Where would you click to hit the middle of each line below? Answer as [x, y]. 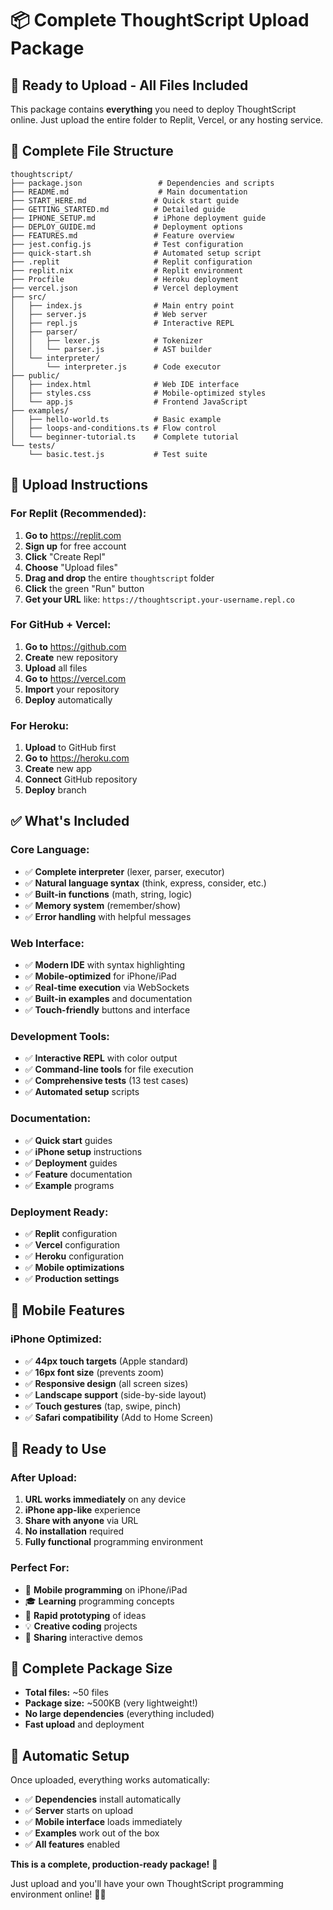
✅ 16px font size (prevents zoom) [94, 1372]
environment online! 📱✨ [58, 1894]
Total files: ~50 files [66, 1693]
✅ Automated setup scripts [82, 1092]
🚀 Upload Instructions [79, 485]
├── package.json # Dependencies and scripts [142, 183]
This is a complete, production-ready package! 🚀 [114, 1864]
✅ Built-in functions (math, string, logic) [108, 894]
